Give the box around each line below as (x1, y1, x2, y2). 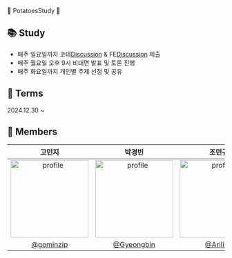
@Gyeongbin (113, 240, 155, 250)
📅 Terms (7, 88, 43, 99)
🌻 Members (7, 126, 58, 138)
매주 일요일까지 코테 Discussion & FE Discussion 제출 (17, 50, 161, 58)
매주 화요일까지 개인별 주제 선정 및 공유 (17, 67, 123, 75)
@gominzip (30, 240, 68, 250)
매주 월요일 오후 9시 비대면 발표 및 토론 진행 (17, 59, 135, 67)
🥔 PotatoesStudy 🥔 (7, 7, 61, 14)
